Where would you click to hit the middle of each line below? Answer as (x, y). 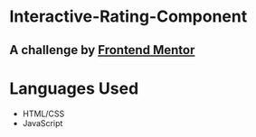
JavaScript (43, 123)
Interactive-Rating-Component (128, 17)
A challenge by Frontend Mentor (102, 50)
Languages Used (74, 88)
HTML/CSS (43, 114)
